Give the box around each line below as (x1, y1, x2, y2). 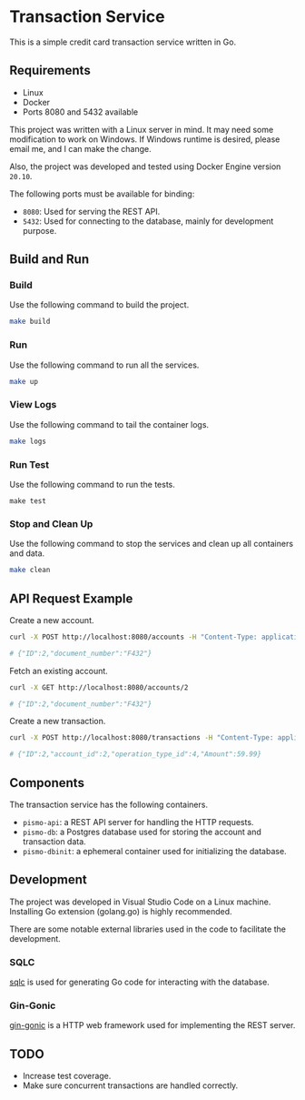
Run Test (9, 458, 50, 470)
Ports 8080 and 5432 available (22, 106, 139, 117)
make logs (9, 437, 47, 446)
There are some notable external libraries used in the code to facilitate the (9, 923, 286, 934)
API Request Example (9, 590, 133, 606)
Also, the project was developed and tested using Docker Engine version (9, 161, 281, 172)
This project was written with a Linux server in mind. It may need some (9, 124, 274, 135)
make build (9, 317, 51, 327)
